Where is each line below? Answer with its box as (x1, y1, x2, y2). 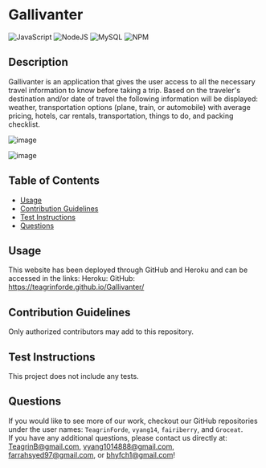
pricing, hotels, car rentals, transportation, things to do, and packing (8, 111, 234, 120)
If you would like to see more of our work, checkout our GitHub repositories (8, 416, 259, 425)
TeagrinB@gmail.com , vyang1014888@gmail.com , (8, 442, 174, 451)
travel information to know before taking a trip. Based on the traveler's (8, 85, 241, 95)
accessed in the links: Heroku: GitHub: (8, 274, 135, 283)
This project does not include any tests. (8, 372, 139, 381)
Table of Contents (8, 174, 100, 188)
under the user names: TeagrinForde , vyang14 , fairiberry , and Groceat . (8, 424, 243, 434)
